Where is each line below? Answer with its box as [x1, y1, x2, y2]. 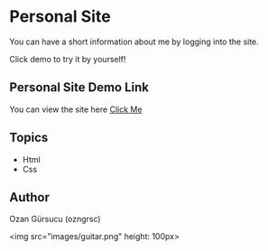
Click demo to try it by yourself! [9, 53, 126, 64]
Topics [9, 130, 49, 145]
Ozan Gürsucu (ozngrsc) [9, 214, 101, 225]
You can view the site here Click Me [9, 104, 143, 115]
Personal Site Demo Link [9, 79, 149, 96]
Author [9, 190, 50, 205]
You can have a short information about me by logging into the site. [9, 36, 259, 47]
